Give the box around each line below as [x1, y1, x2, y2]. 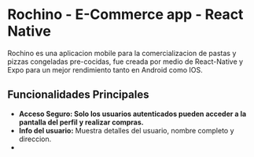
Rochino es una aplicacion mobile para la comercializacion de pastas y [7, 48, 237, 58]
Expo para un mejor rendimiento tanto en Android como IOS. [7, 65, 204, 74]
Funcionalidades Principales [7, 88, 149, 102]
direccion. [18, 134, 52, 144]
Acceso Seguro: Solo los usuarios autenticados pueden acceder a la [18, 109, 247, 118]
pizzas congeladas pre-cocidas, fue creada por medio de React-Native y [7, 57, 244, 66]
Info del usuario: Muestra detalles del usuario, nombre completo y [18, 125, 234, 135]
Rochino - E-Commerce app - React [7, 6, 244, 24]
